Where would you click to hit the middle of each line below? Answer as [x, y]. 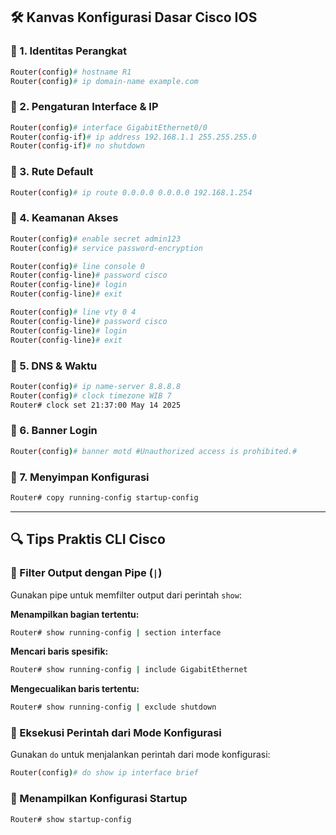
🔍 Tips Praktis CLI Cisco [88, 539]
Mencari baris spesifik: [59, 651]
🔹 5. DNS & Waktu [54, 366]
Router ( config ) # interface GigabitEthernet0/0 [109, 127]
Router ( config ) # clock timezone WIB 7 [91, 395]
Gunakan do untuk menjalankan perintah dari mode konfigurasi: [140, 755]
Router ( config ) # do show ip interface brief [104, 773]
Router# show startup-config [71, 819]
